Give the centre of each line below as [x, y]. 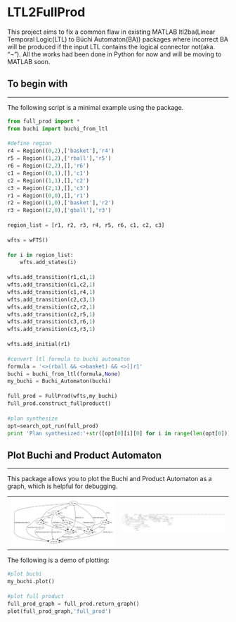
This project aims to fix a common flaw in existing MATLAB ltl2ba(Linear [111, 32]
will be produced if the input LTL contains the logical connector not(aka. [111, 46]
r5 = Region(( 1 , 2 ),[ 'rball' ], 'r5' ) [59, 158]
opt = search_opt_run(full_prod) [53, 426]
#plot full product [36, 597]
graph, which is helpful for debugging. [63, 486]
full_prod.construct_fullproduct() [59, 404]
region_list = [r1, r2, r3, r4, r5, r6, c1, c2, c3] [86, 225]
